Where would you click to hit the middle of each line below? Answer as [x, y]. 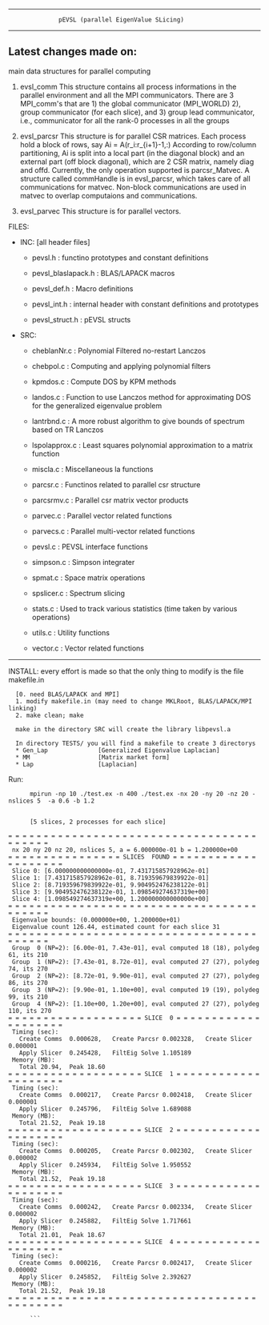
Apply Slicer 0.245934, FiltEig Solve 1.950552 [105, 1165]
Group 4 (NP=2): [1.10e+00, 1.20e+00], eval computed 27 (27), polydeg [136, 1004]
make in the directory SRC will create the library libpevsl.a [123, 729]
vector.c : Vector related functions [88, 648]
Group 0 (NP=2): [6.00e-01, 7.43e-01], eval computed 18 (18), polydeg [136, 948]
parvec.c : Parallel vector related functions [102, 515]
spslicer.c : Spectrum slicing [78, 593]
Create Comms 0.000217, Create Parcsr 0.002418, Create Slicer [135, 1095]
